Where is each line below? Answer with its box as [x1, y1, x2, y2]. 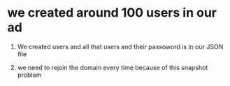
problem [17, 71, 42, 79]
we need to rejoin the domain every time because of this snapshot [17, 63, 208, 71]
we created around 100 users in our [7, 5, 217, 21]
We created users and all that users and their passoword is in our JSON [17, 42, 224, 51]
